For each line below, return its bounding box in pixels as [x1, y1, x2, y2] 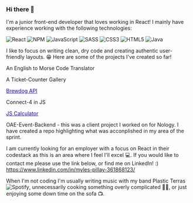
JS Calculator [6, 110, 39, 117]
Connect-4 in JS [6, 99, 46, 106]
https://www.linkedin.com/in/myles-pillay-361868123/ [6, 166, 136, 173]
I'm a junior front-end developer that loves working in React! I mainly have [6, 19, 184, 26]
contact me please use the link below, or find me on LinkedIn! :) [6, 160, 159, 167]
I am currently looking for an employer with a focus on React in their [6, 145, 170, 152]
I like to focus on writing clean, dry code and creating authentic [6, 47, 158, 54]
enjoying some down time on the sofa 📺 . [6, 190, 105, 197]
